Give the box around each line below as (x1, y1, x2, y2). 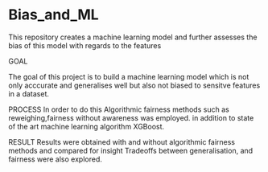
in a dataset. (8, 88, 50, 98)
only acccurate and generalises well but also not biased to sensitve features (8, 80, 261, 90)
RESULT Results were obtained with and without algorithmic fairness (8, 137, 236, 146)
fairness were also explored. (8, 154, 102, 164)
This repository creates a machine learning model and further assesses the (8, 32, 258, 42)
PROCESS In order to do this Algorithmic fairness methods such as (8, 104, 229, 114)
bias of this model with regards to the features (8, 40, 162, 50)
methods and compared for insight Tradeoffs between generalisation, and (8, 145, 254, 155)
